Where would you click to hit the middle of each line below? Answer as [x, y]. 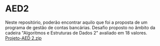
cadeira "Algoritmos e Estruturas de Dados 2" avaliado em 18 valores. [76, 33]
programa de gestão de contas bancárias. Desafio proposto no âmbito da [80, 27]
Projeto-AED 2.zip [24, 38]
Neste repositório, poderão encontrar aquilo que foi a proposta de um [76, 22]
